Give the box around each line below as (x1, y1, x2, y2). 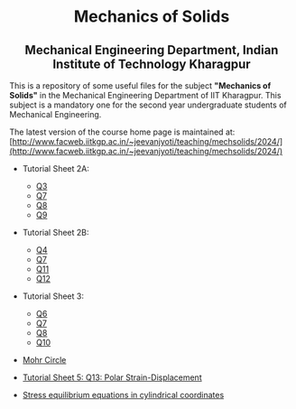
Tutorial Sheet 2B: (22, 228, 89, 237)
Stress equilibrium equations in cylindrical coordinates (22, 390, 225, 400)
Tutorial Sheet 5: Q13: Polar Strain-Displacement (22, 372, 202, 383)
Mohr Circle (22, 355, 67, 365)
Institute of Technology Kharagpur (52, 56, 251, 71)
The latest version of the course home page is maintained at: (9, 126, 236, 137)
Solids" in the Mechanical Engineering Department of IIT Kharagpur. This (9, 90, 282, 100)
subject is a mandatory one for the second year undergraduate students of (9, 99, 287, 110)
